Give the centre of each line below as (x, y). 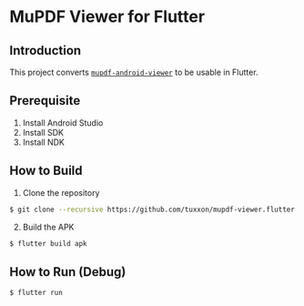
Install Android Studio (63, 122)
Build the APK (48, 227)
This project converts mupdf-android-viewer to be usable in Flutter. (134, 72)
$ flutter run (36, 293)
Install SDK (43, 132)
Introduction (46, 51)
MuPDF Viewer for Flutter (107, 17)
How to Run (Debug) (68, 272)
